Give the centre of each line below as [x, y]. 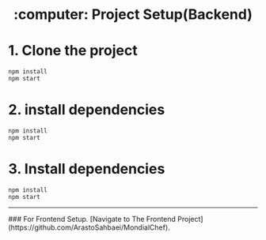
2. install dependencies [87, 110]
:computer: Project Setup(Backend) [133, 15]
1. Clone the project [73, 51]
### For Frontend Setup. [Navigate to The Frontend [92, 219]
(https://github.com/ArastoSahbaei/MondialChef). [89, 227]
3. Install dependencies [87, 169]
